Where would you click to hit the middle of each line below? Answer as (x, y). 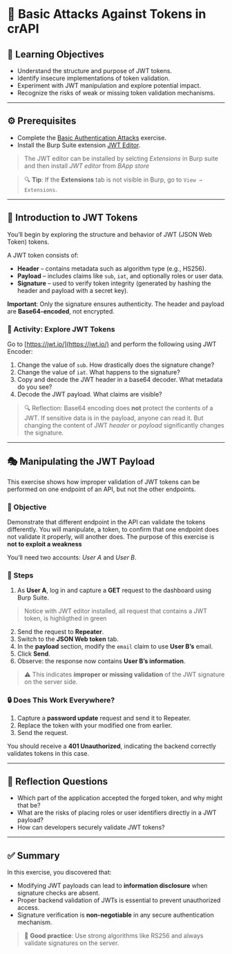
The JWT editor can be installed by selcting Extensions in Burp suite (121, 158)
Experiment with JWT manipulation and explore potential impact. (109, 85)
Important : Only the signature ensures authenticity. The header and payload (116, 304)
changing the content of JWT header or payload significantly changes (124, 425)
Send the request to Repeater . (60, 632)
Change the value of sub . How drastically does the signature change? (116, 365)
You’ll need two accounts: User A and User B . (72, 557)
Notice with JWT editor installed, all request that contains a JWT (116, 611)
